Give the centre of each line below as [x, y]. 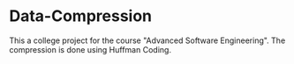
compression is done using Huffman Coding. [90, 49]
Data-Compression [81, 16]
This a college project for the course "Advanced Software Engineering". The [147, 40]
